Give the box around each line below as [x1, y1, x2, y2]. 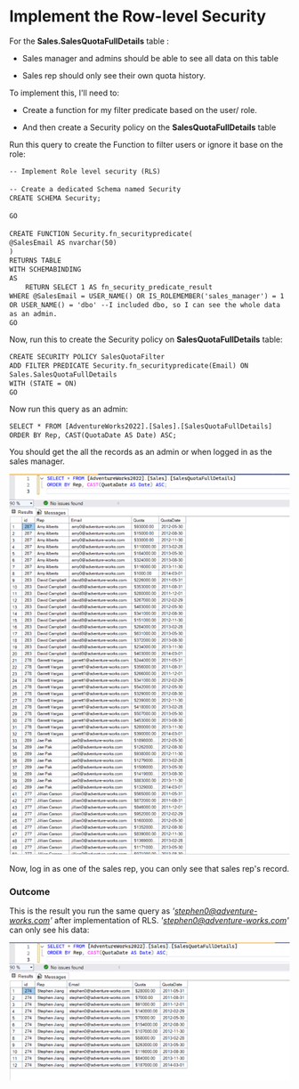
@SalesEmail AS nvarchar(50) [9, 238, 117, 247]
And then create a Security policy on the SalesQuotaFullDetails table [21, 122, 277, 133]
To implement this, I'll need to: [9, 87, 120, 98]
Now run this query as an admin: [9, 403, 129, 414]
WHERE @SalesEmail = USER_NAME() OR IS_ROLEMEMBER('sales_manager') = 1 [9, 291, 285, 300]
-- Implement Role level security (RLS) [9, 167, 162, 175]
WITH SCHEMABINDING [9, 264, 82, 273]
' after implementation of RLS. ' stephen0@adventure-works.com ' [49, 915, 289, 926]
